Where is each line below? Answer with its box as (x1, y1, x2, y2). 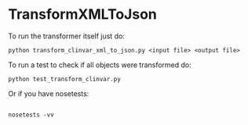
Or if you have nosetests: (8, 88, 89, 98)
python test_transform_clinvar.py (8, 75, 122, 83)
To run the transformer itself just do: (8, 31, 126, 41)
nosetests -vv (8, 111, 55, 119)
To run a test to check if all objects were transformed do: (8, 60, 192, 70)
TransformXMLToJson (8, 5, 157, 23)
